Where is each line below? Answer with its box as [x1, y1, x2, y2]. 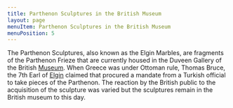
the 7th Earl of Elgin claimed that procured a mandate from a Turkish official [7, 71, 226, 79]
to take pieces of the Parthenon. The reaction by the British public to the [7, 78, 216, 87]
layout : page [7, 17, 46, 24]
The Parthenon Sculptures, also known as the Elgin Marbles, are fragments [7, 49, 225, 57]
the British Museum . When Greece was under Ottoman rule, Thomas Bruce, [7, 63, 226, 72]
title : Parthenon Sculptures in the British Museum [7, 10, 161, 17]
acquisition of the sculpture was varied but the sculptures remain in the [7, 86, 213, 94]
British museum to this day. [7, 93, 86, 102]
